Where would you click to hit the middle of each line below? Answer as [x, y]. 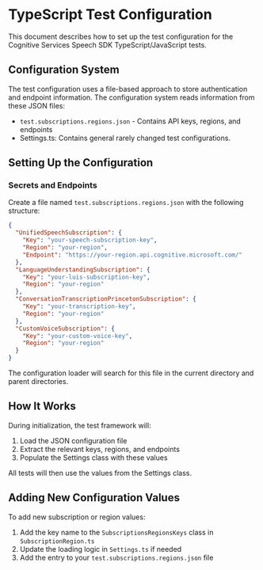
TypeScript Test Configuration [110, 15]
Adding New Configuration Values [94, 498]
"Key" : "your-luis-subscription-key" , [86, 277]
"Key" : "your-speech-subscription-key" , [90, 240]
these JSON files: [37, 105]
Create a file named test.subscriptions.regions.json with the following [126, 203]
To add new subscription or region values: [77, 517]
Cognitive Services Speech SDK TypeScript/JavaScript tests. [108, 44]
